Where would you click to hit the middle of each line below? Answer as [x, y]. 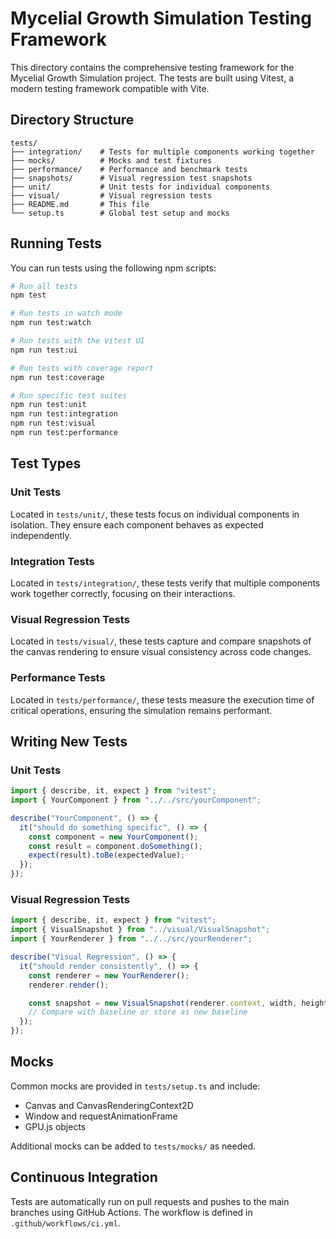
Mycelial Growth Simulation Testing [161, 18]
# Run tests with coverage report [82, 368]
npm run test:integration [64, 414]
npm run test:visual [53, 423]
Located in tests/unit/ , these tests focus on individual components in [155, 514]
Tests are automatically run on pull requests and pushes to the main [150, 1201]
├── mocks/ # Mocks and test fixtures [111, 160]
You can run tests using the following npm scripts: [113, 268]
